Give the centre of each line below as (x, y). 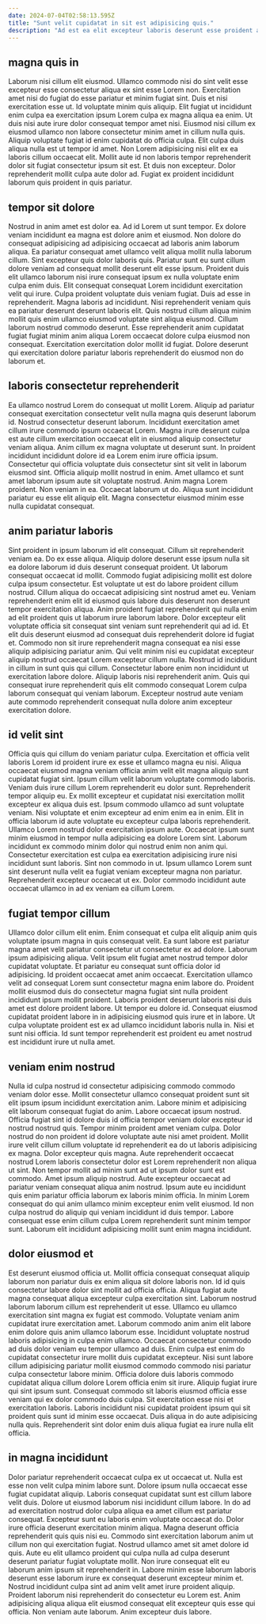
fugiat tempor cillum (59, 913)
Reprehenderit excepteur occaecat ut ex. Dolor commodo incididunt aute (127, 880)
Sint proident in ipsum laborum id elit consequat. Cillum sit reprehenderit (126, 550)
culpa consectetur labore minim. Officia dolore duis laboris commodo (121, 1374)
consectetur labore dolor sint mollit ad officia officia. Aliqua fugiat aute (123, 1290)
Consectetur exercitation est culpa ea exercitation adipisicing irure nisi (123, 855)
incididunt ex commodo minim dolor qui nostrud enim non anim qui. (118, 846)
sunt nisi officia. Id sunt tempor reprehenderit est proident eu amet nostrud (130, 1034)
